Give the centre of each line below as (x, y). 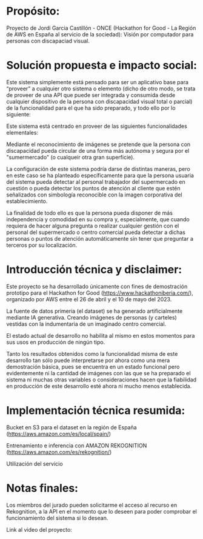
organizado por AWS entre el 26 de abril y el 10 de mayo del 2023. (89, 299)
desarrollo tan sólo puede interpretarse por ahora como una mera (88, 360)
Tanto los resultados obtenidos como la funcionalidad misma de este (92, 353)
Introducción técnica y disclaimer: (94, 269)
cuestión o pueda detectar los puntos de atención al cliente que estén (93, 188)
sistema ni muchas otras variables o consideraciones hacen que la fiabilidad (101, 380)
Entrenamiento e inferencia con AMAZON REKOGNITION (77, 445)
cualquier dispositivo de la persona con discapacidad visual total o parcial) (99, 101)
